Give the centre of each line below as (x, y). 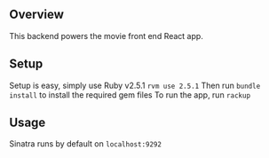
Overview (37, 15)
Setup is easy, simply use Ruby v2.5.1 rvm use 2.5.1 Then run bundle (135, 85)
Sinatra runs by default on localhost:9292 (86, 144)
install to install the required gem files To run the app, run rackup (130, 95)
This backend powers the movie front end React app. (107, 36)
